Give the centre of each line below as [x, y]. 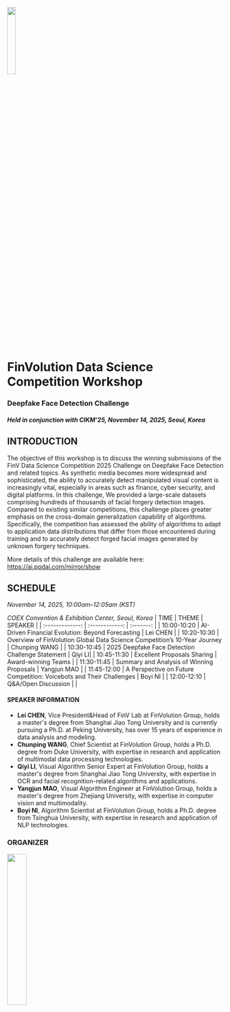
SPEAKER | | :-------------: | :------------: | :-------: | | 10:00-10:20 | [103, 626]
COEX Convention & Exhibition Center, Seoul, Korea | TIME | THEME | [105, 618]
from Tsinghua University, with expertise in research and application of [117, 817]
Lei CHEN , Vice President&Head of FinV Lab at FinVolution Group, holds [118, 715]
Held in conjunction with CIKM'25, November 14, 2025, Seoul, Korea [106, 420]
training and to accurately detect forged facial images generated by [103, 538]
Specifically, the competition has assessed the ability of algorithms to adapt [114, 524]
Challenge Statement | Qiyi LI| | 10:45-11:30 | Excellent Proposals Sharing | [112, 654]
